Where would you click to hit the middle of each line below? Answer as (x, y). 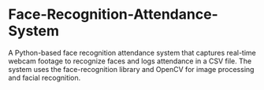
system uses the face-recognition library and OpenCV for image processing (131, 69)
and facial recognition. (45, 77)
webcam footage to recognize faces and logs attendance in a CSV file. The (130, 61)
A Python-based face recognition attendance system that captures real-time (132, 52)
